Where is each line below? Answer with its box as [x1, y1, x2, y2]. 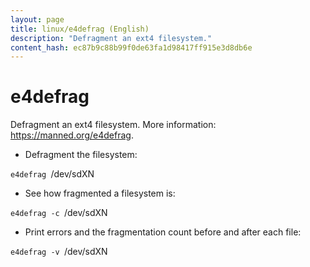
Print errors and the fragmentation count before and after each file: [24, 226, 302, 238]
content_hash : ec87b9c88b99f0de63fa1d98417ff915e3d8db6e [10, 42, 253, 53]
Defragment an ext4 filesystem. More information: [10, 119, 217, 131]
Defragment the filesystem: [24, 149, 138, 161]
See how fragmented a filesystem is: [24, 187, 176, 200]
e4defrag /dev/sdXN [10, 168, 95, 180]
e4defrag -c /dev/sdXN [10, 207, 108, 219]
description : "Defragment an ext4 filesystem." [10, 33, 213, 43]
